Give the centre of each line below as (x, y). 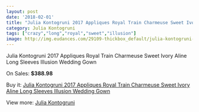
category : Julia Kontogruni (41, 28)
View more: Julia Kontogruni (41, 103)
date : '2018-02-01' (30, 17)
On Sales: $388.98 (30, 73)
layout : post (22, 11)
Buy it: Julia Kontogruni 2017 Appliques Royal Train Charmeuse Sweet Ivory (98, 85)
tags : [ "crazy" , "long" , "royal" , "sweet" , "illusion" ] (71, 34)
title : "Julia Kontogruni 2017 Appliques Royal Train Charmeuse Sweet (95, 22)
